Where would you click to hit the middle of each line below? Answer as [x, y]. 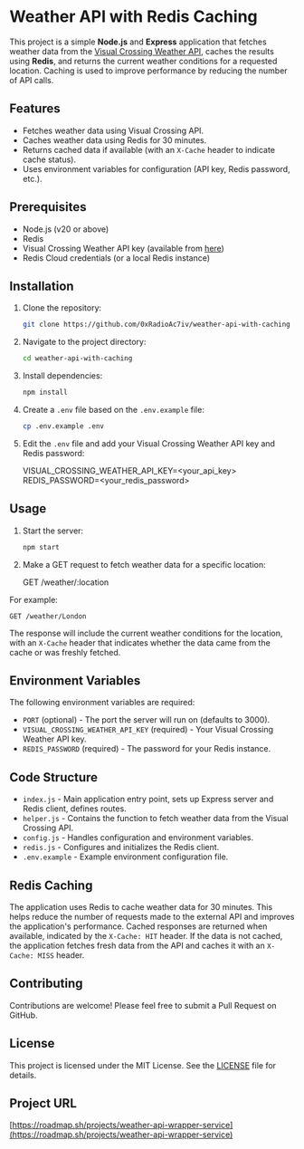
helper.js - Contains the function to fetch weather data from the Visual [155, 819]
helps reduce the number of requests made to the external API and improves [152, 917]
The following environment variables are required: [102, 703]
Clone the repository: [62, 308]
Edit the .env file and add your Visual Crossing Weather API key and [149, 443]
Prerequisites [48, 207]
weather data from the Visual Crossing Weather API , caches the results [142, 51]
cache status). [49, 159]
